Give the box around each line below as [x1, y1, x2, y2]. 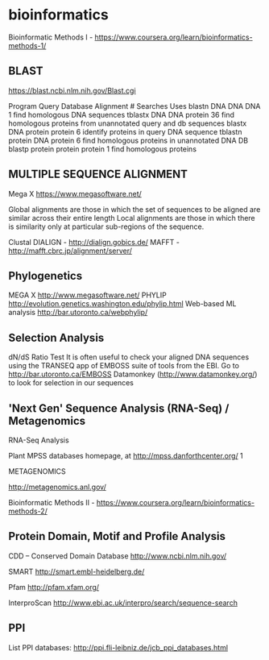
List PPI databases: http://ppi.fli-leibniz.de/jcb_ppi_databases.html [8, 642, 228, 652]
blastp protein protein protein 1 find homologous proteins [8, 143, 197, 154]
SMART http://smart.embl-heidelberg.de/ [8, 567, 145, 576]
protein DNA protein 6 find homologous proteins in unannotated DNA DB [8, 135, 249, 145]
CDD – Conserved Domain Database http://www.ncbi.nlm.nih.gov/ [8, 550, 227, 561]
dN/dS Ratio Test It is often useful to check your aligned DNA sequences [8, 352, 250, 362]
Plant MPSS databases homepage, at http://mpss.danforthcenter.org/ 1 [8, 451, 243, 460]
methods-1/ [8, 40, 47, 50]
